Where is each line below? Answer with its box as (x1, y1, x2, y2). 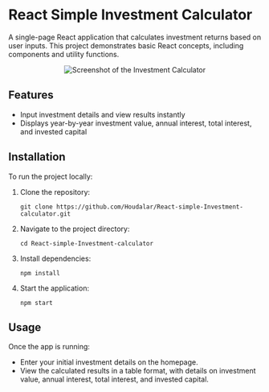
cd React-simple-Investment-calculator (19, 239, 154, 247)
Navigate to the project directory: (19, 224, 130, 233)
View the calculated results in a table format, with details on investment (19, 366, 256, 376)
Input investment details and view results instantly (19, 109, 186, 119)
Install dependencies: (19, 254, 92, 263)
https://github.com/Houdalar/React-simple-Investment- (55, 203, 243, 211)
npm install (19, 269, 60, 277)
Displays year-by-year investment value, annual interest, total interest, (19, 118, 252, 128)
